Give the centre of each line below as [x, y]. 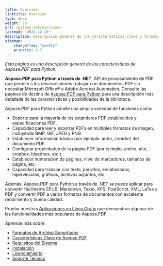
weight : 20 [16, 23]
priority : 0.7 [28, 50]
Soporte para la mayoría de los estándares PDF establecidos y [74, 118]
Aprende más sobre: [25, 223]
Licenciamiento [27, 253]
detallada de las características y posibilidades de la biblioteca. [68, 99]
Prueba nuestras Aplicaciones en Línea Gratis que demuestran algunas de [79, 208]
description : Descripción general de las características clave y [73, 37]
